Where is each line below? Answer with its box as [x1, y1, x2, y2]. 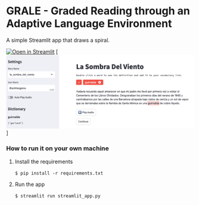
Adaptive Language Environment [6, 17, 172, 30]
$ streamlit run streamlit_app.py [14, 192, 101, 199]
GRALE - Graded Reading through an [6, 4, 191, 18]
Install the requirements [14, 158, 73, 165]
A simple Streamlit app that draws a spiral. [6, 36, 110, 44]
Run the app [14, 181, 45, 188]
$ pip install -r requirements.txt [14, 170, 104, 176]
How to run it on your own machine [6, 144, 109, 153]
